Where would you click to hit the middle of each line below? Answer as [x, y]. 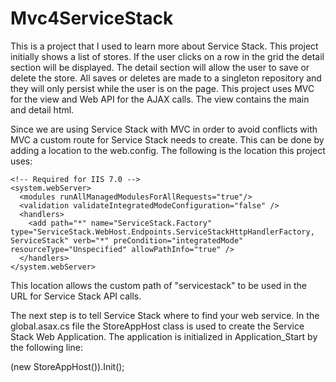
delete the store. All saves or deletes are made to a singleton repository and [166, 78]
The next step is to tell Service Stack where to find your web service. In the [165, 315]
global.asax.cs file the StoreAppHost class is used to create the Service [157, 326]
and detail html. [42, 109]
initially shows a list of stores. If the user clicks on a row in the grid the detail [167, 56]
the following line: [46, 347]
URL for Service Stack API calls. [76, 296]
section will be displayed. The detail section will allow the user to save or [160, 67]
